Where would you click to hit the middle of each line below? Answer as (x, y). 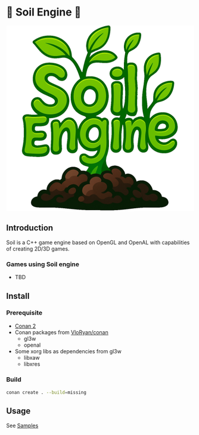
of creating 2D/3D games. (38, 249)
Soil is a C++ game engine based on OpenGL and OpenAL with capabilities (98, 242)
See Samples (22, 425)
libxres (32, 364)
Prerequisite (24, 313)
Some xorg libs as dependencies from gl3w (68, 351)
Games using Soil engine (43, 264)
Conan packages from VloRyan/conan (61, 332)
